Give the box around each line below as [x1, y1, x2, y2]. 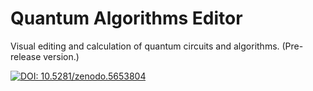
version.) [43, 50, 80, 62]
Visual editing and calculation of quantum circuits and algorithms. [10, 40, 280, 52]
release [10, 50, 42, 62]
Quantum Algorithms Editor [10, 7, 243, 30]
